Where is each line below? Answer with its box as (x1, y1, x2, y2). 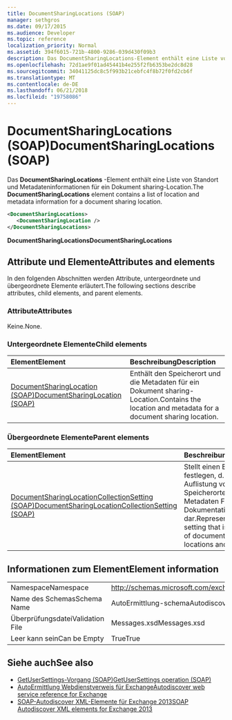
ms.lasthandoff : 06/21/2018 (7, 87, 88, 94)
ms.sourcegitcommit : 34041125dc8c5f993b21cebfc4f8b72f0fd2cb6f (7, 68, 193, 75)
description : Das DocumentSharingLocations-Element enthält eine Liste (7, 55, 217, 62)
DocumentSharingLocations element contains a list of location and (7, 190, 200, 198)
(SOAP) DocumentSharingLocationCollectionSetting (10, 501, 177, 511)
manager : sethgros (7, 17, 60, 23)
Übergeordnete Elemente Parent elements (7, 432, 150, 442)
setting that (184, 523, 221, 532)
